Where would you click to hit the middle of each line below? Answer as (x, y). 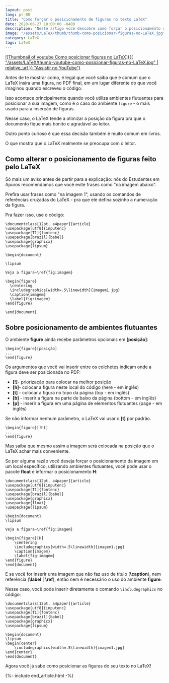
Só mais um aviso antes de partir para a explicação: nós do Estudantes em (82, 179)
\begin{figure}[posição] (31, 349)
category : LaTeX (22, 38)
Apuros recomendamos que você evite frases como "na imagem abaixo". (81, 184)
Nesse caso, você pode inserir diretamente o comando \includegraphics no (84, 589)
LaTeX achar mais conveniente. (38, 451)
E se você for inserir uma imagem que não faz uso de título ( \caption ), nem (83, 574)
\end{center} (19, 652)
